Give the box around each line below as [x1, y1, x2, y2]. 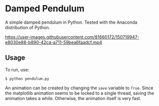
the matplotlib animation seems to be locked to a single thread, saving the [5, 90, 155, 96]
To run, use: [5, 67, 29, 72]
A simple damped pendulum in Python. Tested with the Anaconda [5, 19, 137, 25]
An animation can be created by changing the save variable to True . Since [5, 85, 154, 91]
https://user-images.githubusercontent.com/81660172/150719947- [5, 34, 140, 40]
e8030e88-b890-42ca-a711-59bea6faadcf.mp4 [5, 39, 102, 45]
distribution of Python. [5, 24, 51, 30]
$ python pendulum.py [5, 76, 50, 81]
